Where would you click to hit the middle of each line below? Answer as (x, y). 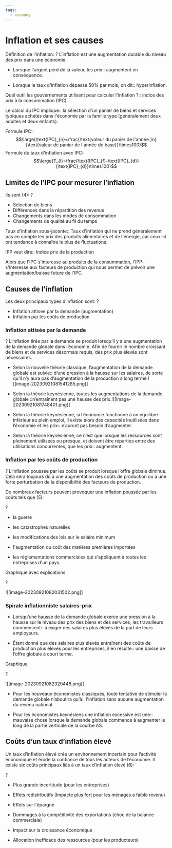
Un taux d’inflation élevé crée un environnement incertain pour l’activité (81, 754)
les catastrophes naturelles (41, 527)
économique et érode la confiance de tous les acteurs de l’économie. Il (80, 759)
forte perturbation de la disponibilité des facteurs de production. (73, 482)
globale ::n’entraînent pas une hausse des (57, 399)
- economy (20, 15)
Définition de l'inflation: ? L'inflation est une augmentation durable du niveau (86, 54)
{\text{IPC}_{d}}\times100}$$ (86, 166)
